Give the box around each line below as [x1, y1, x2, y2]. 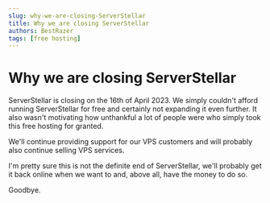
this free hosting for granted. [8, 122, 104, 131]
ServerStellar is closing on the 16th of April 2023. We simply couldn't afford [8, 96, 258, 106]
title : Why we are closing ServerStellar [8, 19, 150, 27]
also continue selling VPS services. [8, 146, 125, 155]
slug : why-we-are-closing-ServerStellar [8, 11, 147, 20]
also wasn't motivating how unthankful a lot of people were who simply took [8, 113, 261, 122]
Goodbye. [8, 185, 41, 195]
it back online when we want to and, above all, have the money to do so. [8, 170, 248, 180]
